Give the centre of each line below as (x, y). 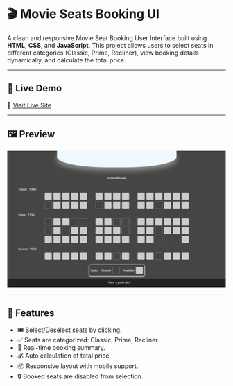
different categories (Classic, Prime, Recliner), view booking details (103, 53)
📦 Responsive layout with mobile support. (78, 366)
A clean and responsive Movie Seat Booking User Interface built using (107, 38)
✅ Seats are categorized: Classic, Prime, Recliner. (88, 340)
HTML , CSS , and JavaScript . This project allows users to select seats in (110, 45)
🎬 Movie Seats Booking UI (83, 14)
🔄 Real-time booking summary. (61, 348)
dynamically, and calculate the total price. (67, 60)
